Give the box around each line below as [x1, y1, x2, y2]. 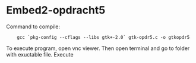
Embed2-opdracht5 [6, 4, 106, 17]
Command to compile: [6, 23, 61, 30]
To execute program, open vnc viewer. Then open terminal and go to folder [6, 45, 190, 52]
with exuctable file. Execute [6, 51, 74, 58]
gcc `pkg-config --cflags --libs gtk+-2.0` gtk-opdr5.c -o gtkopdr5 [17, 34, 190, 40]
